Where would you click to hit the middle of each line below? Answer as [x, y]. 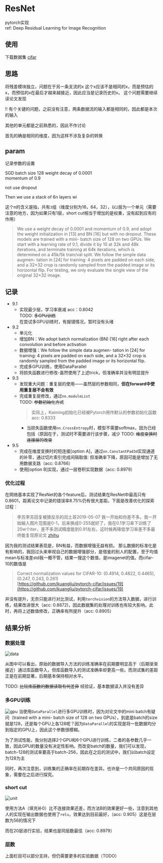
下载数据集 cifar [21, 57]
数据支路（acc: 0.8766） [48, 464]
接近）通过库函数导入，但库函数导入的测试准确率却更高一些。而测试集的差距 [81, 670]
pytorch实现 [17, 22]
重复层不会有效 [39, 390]
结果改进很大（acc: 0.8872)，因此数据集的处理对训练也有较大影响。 [81, 605]
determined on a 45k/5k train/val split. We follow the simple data [81, 255]
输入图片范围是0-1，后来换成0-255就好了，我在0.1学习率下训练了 [86, 523]
